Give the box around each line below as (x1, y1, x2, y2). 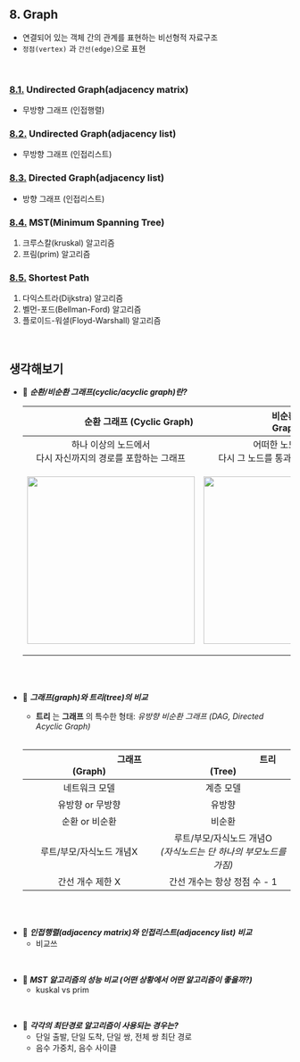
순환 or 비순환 (62, 815, 117, 828)
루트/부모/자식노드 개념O (173, 832, 272, 845)
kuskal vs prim (35, 984, 89, 995)
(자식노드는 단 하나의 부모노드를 (160, 846, 287, 858)
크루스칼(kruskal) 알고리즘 (21, 238, 115, 248)
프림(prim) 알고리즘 (21, 249, 91, 259)
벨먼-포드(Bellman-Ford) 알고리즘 (21, 304, 142, 315)
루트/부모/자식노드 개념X (40, 846, 138, 858)
